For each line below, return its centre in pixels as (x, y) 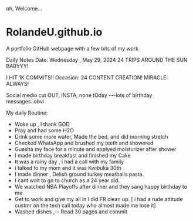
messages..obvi (25, 101)
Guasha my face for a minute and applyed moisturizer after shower (95, 149)
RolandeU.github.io (54, 32)
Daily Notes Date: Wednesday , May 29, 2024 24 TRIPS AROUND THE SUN (97, 60)
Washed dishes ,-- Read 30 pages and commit (71, 212)
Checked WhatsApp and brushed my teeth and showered (84, 143)
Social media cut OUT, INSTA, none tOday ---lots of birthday (79, 95)
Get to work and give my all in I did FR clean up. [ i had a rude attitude (99, 199)
